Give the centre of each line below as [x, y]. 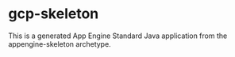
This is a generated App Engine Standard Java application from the [118, 36]
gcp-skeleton [54, 14]
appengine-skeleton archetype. [60, 44]
